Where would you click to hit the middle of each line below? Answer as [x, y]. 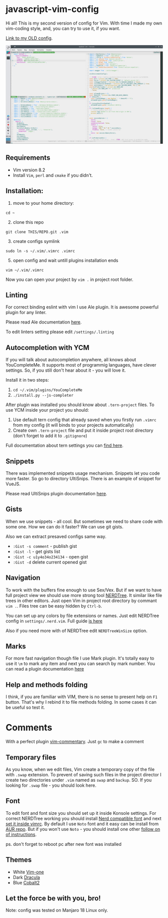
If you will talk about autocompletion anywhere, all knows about [71, 360]
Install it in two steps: [27, 380]
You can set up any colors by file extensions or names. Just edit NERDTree [82, 616]
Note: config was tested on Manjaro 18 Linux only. [57, 910]
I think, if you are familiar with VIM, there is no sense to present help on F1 [82, 697]
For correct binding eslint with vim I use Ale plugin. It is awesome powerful [82, 307]
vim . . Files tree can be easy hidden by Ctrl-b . [54, 606]
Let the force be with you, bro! [53, 898]
